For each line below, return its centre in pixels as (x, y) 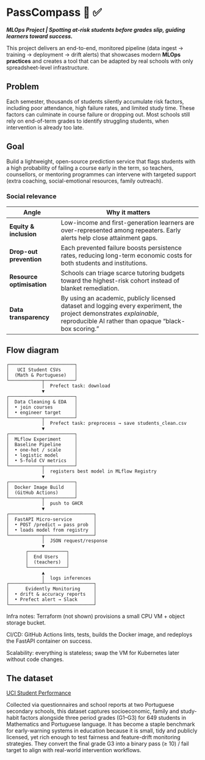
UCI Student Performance (39, 693)
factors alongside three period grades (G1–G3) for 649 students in (103, 718)
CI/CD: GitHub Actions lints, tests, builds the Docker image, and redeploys (99, 634)
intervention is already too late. (45, 127)
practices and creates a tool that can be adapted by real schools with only (100, 61)
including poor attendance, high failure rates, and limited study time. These (101, 108)
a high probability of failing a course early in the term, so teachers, (90, 168)
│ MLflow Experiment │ (42, 439)
